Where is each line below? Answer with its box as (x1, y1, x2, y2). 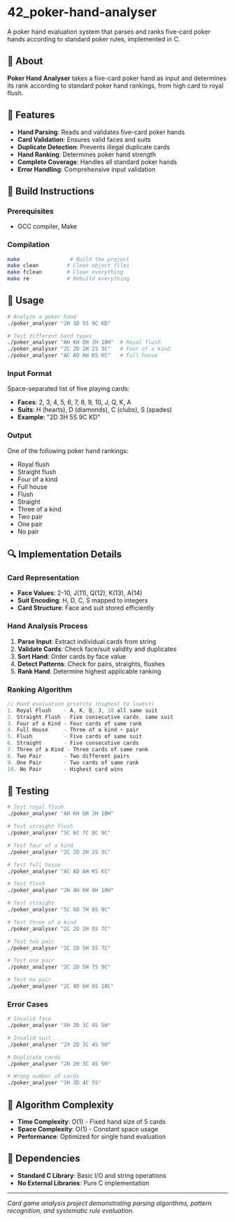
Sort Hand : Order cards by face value (17, 652, 127, 660)
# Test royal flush (7, 804, 64, 811)
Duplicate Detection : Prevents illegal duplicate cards (17, 142, 170, 151)
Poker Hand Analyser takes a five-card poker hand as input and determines (7, 74, 227, 82)
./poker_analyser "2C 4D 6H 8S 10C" (7, 983, 114, 990)
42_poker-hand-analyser (7, 4, 157, 20)
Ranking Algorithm (7, 685, 72, 694)
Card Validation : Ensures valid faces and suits (17, 135, 151, 144)
